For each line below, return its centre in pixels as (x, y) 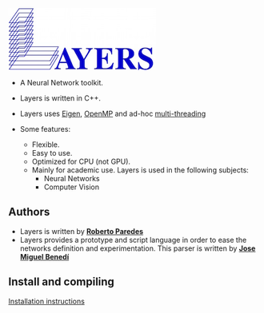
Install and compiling (61, 282)
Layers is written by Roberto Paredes (82, 231)
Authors (29, 212)
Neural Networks (72, 178)
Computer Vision (72, 187)
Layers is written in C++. (60, 98)
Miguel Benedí (44, 256)
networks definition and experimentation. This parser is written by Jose (138, 248)
